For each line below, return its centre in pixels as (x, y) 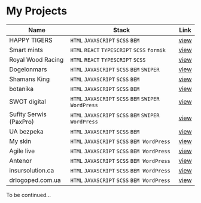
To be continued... (28, 195)
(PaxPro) (22, 122)
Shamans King (30, 79)
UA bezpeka (26, 131)
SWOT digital (28, 101)
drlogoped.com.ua (35, 180)
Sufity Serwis (28, 114)
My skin (20, 141)
